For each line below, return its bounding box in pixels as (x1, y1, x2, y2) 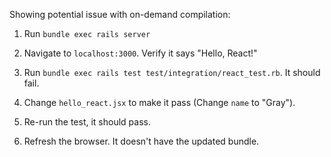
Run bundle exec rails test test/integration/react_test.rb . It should (23, 67, 321, 78)
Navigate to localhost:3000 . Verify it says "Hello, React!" (23, 47, 258, 59)
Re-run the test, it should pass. (23, 116, 151, 128)
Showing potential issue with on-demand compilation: (9, 9, 231, 20)
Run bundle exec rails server (23, 28, 151, 39)
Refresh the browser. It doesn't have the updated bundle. (23, 135, 260, 147)
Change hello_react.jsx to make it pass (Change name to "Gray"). (23, 97, 296, 108)
